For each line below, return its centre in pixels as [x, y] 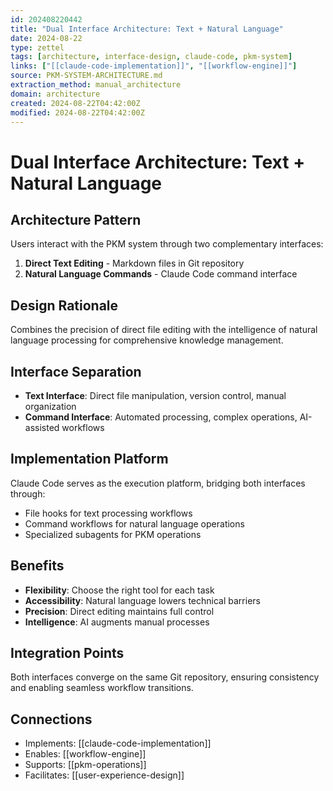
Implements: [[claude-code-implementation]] [118, 743]
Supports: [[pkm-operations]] [85, 765]
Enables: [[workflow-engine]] [85, 754]
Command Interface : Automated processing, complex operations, [161, 417]
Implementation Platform [89, 459]
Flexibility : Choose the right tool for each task [119, 590]
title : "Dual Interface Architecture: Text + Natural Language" [147, 29]
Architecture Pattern [76, 219]
